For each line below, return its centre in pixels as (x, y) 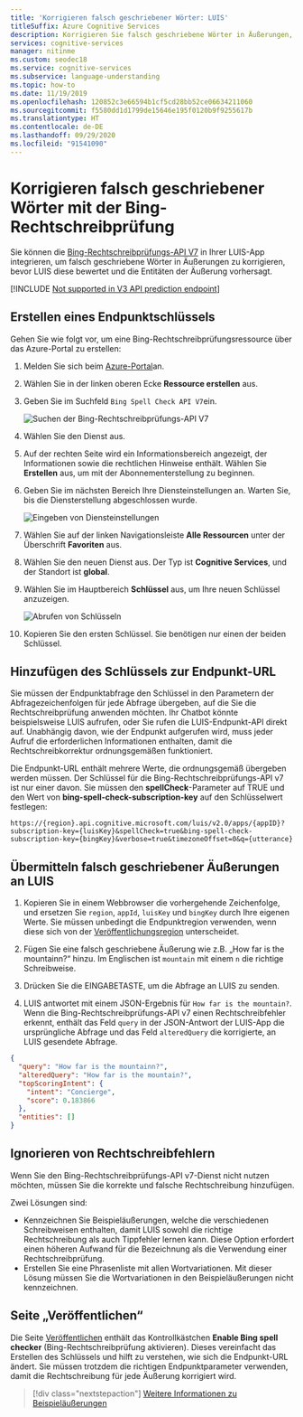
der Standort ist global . (66, 571)
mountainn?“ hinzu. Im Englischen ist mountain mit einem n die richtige (153, 959)
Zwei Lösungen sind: (49, 1202)
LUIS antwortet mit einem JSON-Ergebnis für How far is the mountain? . (157, 1003)
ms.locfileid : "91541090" (59, 144)
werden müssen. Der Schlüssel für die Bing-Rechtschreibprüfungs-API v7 (147, 778)
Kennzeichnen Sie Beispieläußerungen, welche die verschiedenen (146, 1220)
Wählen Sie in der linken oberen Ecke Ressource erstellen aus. (140, 383)
